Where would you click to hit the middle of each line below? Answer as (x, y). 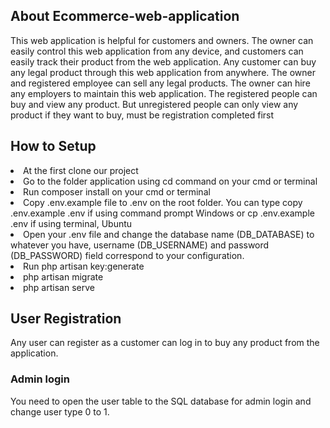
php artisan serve (59, 287)
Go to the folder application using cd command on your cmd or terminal (170, 181)
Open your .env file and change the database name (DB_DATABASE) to (169, 234)
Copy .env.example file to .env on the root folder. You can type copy (163, 202)
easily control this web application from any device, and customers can (157, 51)
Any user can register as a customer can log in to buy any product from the (165, 343)
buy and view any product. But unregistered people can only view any (154, 104)
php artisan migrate (63, 276)
